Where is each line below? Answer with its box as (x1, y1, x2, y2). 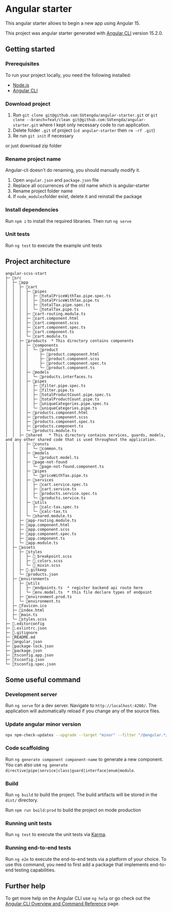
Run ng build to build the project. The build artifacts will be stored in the (5, 791, 158, 798)
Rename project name (5, 155, 61, 162)
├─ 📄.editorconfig (5, 621, 45, 626)
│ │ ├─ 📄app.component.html (5, 522, 70, 528)
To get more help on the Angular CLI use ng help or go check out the (5, 895, 150, 901)
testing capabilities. (14, 867, 56, 873)
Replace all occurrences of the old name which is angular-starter (12, 183, 150, 189)
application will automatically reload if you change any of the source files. (5, 708, 160, 714)
